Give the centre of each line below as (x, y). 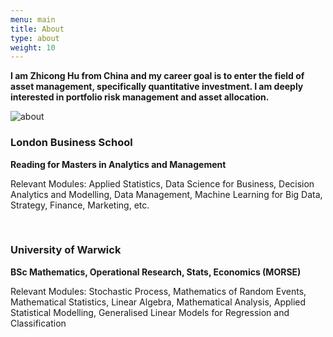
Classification (38, 323)
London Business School (71, 143)
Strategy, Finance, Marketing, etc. (80, 205)
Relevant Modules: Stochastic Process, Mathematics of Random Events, (158, 291)
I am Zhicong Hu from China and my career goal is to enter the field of (157, 76)
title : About (37, 29)
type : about (35, 38)
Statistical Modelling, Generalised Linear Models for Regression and (150, 312)
